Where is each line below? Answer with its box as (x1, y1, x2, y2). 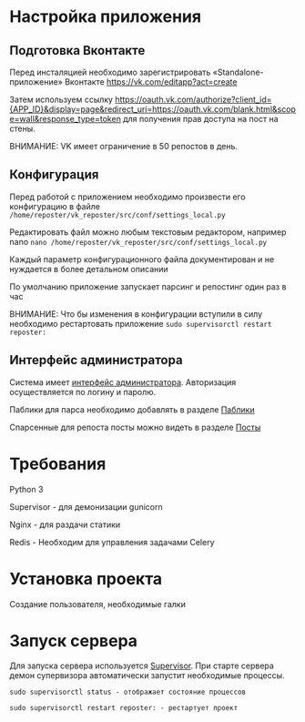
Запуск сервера (9, 630, 138, 651)
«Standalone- (212, 66, 264, 77)
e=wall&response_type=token (9, 114, 121, 124)
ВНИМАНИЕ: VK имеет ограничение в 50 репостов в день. (9, 141, 239, 151)
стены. (9, 123, 36, 134)
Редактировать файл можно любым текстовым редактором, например (9, 226, 287, 238)
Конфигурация (9, 167, 99, 183)
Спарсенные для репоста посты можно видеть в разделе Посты (9, 422, 261, 432)
